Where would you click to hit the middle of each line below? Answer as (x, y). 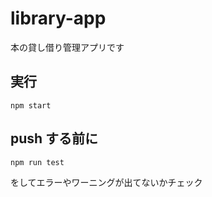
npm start (31, 105)
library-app (58, 18)
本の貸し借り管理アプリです (67, 47)
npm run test (37, 162)
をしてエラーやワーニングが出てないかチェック (106, 182)
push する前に (54, 138)
